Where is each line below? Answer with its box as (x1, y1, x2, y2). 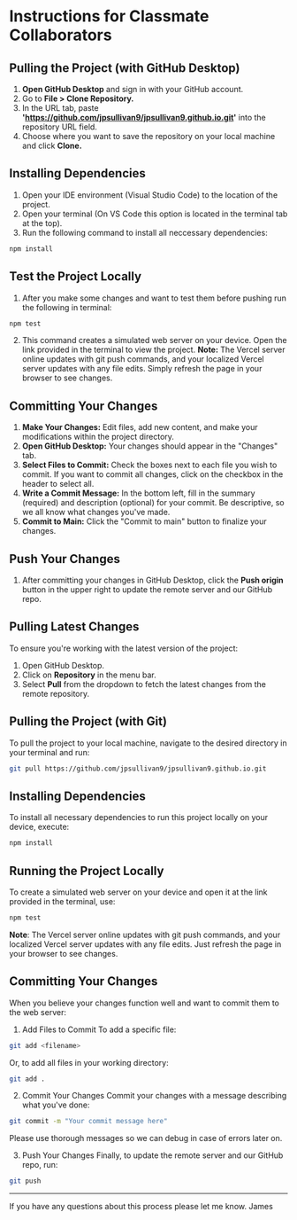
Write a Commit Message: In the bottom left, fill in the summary (21, 488, 255, 498)
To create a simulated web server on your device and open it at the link (9, 887, 268, 897)
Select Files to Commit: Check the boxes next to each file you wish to (21, 459, 278, 471)
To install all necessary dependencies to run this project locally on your (9, 812, 269, 823)
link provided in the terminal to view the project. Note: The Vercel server (21, 344, 286, 356)
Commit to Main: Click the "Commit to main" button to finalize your (21, 516, 267, 527)
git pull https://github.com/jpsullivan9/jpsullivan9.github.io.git (9, 764, 267, 773)
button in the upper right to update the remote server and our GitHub (21, 584, 272, 595)
